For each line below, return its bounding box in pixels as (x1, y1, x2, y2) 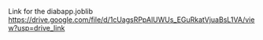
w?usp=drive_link (8, 24, 65, 32)
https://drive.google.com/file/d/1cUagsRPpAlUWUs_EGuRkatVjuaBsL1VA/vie (8, 15, 255, 24)
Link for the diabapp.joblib (8, 7, 93, 16)
